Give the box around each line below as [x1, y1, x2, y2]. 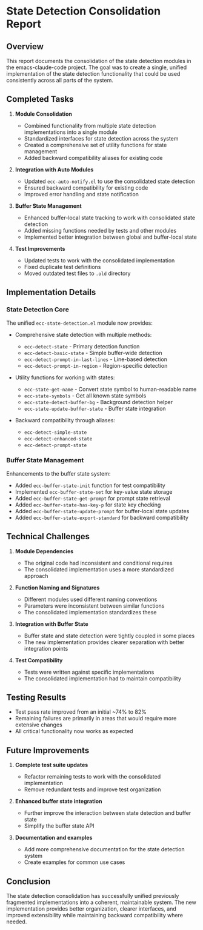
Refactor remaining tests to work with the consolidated [24, 773, 161, 780]
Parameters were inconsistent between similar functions [24, 602, 165, 609]
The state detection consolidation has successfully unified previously [6, 892, 179, 900]
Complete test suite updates [15, 762, 88, 769]
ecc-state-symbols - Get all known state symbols [24, 392, 147, 399]
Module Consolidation [15, 110, 73, 118]
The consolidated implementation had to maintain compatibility [24, 674, 182, 682]
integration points [24, 645, 68, 652]
